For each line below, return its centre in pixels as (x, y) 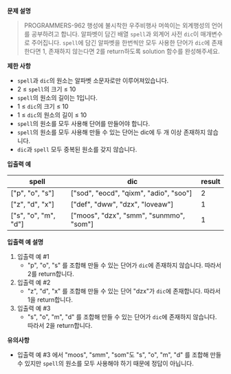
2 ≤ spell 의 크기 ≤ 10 (46, 89)
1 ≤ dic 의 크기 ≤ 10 (43, 106)
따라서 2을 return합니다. (60, 325)
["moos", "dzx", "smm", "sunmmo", (128, 215)
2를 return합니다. (51, 274)
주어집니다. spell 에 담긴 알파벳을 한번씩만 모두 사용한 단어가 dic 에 (121, 43)
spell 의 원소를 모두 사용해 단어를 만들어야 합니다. (83, 124)
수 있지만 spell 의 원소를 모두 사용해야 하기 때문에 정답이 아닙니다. (105, 363)
